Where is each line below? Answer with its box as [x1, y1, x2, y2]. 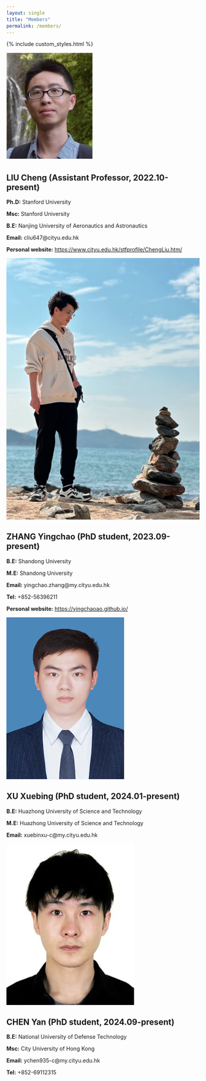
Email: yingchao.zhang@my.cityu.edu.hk [6, 581, 110, 588]
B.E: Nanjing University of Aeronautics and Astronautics [6, 222, 148, 229]
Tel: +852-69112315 [6, 1069, 57, 1076]
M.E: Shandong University [6, 569, 73, 577]
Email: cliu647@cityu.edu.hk [6, 234, 80, 242]
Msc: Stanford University [6, 210, 70, 218]
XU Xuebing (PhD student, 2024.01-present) [6, 791, 180, 802]
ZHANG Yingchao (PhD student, [6, 531, 131, 542]
